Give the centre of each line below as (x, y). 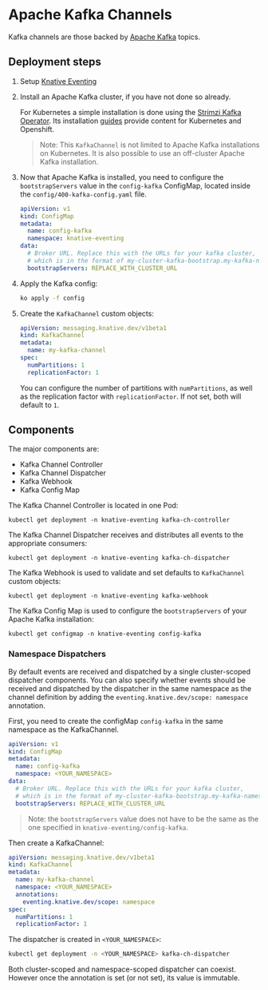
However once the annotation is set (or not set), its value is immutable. (124, 978)
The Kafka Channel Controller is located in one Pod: (93, 506)
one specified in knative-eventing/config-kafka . (108, 827)
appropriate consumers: (48, 543)
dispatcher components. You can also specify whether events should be (127, 680)
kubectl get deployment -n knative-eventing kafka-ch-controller (119, 520)
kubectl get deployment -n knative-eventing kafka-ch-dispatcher (119, 558)
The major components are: (54, 449)
